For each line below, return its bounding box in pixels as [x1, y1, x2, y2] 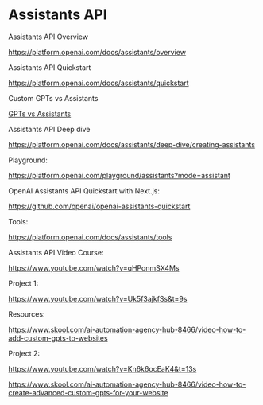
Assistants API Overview [8, 32, 89, 41]
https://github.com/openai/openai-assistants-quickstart [8, 201, 191, 211]
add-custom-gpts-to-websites [8, 333, 109, 343]
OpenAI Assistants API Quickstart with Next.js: [8, 185, 161, 196]
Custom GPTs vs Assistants [8, 93, 99, 103]
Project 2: [8, 349, 41, 358]
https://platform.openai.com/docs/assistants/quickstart [8, 78, 189, 88]
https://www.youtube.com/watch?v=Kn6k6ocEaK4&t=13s [8, 364, 197, 373]
